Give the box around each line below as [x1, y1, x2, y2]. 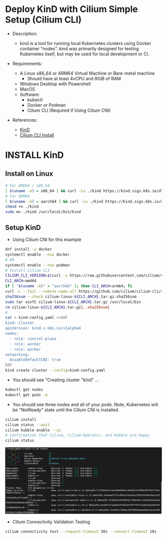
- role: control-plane [9, 336, 57, 341]
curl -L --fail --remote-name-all [5, 289, 77, 294]
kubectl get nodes [5, 387, 43, 392]
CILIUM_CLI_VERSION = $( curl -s [5, 273, 68, 278]
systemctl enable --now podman [5, 263, 70, 268]
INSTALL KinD [5, 150, 64, 161]
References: [12, 117, 37, 123]
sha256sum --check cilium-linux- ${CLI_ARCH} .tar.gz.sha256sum [5, 294, 137, 299]
